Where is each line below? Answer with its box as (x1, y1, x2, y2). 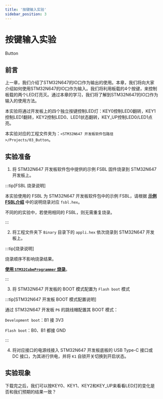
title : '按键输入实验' (5, 7, 47, 12)
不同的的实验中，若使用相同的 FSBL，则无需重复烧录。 (5, 210, 115, 216)
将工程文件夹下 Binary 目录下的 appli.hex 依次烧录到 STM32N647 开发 (12, 229, 155, 235)
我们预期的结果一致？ (13, 389, 56, 395)
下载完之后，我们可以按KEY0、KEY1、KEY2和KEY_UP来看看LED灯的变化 (5, 382, 151, 388)
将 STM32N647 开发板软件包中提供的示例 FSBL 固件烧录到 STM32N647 (12, 166, 157, 172)
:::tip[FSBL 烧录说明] (5, 183, 46, 189)
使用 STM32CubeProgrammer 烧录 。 (5, 266, 70, 272)
